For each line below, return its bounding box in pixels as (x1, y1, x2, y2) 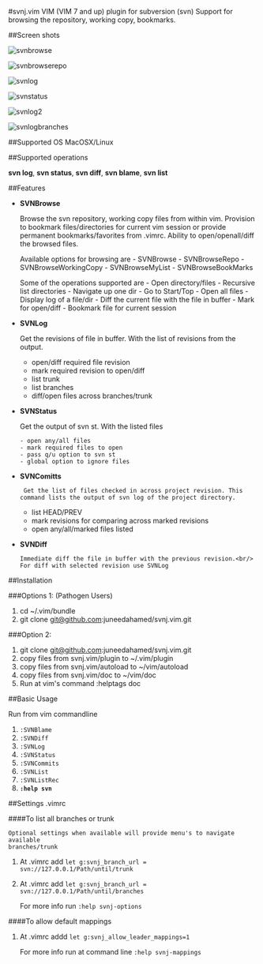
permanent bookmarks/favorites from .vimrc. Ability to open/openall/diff (19, 231, 255, 240)
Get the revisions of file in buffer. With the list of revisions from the (19, 334, 236, 343)
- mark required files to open (19, 444, 123, 452)
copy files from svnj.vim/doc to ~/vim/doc (19, 670, 156, 680)
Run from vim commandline (8, 710, 98, 718)
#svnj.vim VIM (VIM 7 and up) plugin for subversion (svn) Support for (8, 7, 233, 16)
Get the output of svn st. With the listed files (19, 422, 163, 431)
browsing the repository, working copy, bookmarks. (8, 15, 176, 24)
